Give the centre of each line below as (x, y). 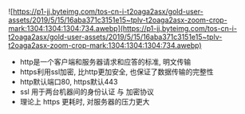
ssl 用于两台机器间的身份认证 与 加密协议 (87, 92)
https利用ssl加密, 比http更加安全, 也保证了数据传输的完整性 (117, 72)
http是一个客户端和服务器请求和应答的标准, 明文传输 (105, 62)
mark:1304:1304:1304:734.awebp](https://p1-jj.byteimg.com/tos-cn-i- (123, 28)
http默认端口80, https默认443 (69, 82)
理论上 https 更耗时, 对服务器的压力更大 (85, 102)
